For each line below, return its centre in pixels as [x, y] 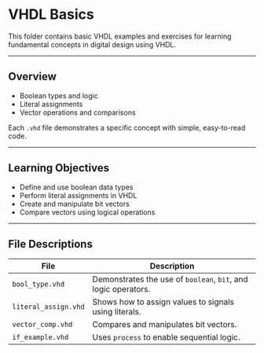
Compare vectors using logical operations [87, 212]
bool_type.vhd [38, 284]
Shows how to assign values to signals [163, 302]
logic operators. [121, 289]
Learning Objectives [59, 168]
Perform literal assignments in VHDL [78, 195]
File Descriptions [50, 244]
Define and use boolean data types [76, 187]
